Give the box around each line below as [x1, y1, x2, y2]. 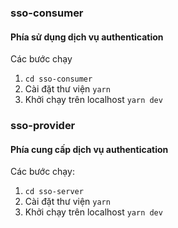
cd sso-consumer [24, 74, 93, 85]
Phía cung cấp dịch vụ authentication [10, 143, 169, 155]
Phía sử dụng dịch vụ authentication [10, 31, 164, 43]
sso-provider [10, 119, 76, 133]
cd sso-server [24, 187, 84, 197]
